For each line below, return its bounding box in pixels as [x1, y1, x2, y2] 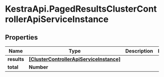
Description [125, 48, 153, 54]
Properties [5, 33, 38, 41]
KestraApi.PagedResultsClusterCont [5, 3, 157, 15]
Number [28, 64, 48, 70]
